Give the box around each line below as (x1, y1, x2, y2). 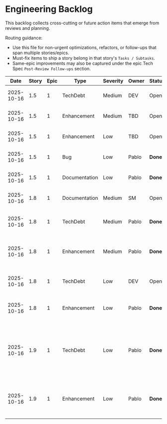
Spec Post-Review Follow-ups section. (12, 66, 91, 72)
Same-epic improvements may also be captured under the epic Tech (12, 60, 153, 66)
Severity (102, 77, 124, 84)
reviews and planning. (5, 25, 51, 31)
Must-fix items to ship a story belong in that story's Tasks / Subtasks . (12, 55, 156, 61)
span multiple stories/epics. (12, 50, 70, 56)
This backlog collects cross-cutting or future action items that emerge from (5, 20, 160, 26)
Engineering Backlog (5, 3, 93, 15)
